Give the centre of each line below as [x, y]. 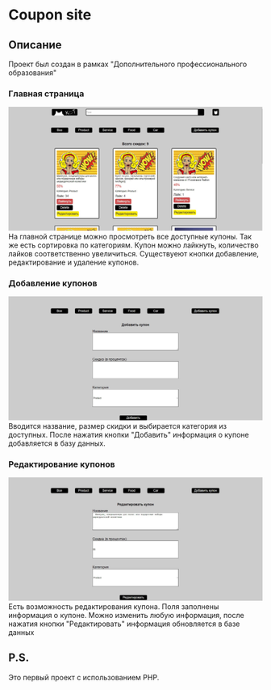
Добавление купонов [53, 283]
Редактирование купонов [62, 464]
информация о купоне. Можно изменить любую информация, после [126, 615]
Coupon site [50, 15]
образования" [33, 73]
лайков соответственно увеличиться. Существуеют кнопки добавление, [134, 253]
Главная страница [46, 93]
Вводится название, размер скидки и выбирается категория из [118, 425]
